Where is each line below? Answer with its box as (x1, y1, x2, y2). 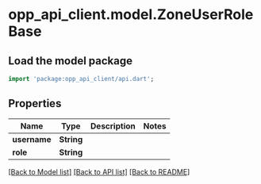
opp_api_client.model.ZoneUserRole (8, 6, 254, 24)
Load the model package (8, 54, 133, 67)
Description (90, 121, 136, 132)
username (12, 133, 52, 144)
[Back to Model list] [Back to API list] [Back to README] (8, 167, 190, 176)
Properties (8, 97, 62, 110)
